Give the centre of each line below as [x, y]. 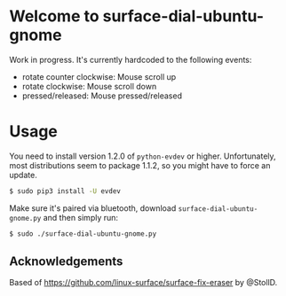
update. [23, 175]
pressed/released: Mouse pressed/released [102, 96]
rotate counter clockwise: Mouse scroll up [99, 76]
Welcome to [54, 16]
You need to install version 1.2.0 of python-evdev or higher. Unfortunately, [143, 156]
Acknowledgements [66, 262]
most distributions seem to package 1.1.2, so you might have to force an [140, 165]
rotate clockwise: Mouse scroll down [89, 86]
